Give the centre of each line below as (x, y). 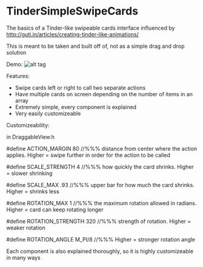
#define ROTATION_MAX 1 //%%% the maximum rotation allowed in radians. (101, 203)
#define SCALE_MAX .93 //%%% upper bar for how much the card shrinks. (101, 185)
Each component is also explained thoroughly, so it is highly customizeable (100, 251)
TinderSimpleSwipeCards (72, 11)
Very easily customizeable (48, 113)
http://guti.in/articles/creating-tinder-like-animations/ (73, 34)
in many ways (23, 257)
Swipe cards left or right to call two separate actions (80, 87)
